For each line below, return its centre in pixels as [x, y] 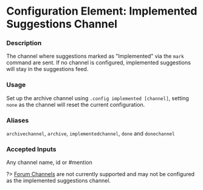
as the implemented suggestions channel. [59, 181]
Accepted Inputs [31, 149]
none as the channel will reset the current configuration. [76, 104]
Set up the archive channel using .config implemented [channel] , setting [98, 98]
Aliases [18, 120]
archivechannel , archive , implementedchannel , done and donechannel [91, 134]
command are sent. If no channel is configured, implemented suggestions [99, 63]
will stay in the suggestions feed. [47, 69]
